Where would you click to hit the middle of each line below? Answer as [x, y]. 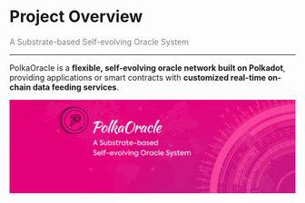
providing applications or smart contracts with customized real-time [138, 77]
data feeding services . [76, 87]
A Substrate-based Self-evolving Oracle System [99, 42]
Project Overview [76, 17]
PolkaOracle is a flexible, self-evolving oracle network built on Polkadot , [148, 68]
